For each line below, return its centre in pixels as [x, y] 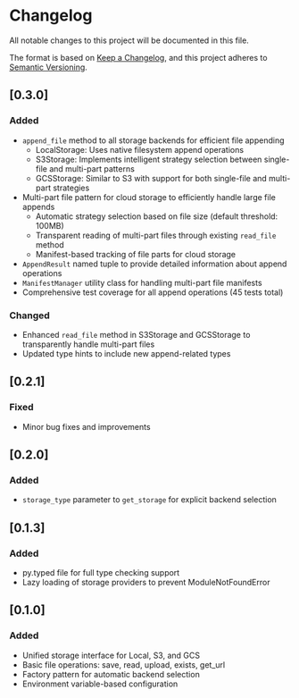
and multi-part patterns [92, 168]
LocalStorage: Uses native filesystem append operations [139, 149]
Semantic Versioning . [48, 67]
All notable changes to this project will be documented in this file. [129, 40]
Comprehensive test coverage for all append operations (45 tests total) [153, 292]
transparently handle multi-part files [88, 344]
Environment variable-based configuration [100, 684]
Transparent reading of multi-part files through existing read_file [156, 235]
